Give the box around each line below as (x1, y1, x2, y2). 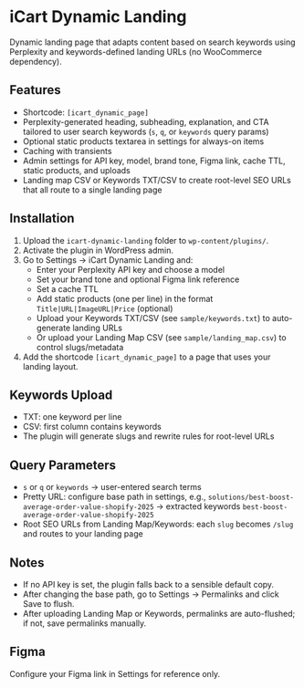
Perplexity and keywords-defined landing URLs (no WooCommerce (9, 46, 263, 57)
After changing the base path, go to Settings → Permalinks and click (22, 589, 280, 599)
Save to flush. (22, 599, 75, 609)
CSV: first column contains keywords (22, 422, 162, 433)
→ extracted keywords (155, 501, 241, 512)
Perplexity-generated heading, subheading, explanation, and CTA (22, 116, 269, 127)
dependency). (9, 56, 62, 67)
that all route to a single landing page (22, 184, 162, 195)
